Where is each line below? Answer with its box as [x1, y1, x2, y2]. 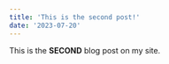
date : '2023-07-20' [9, 21, 81, 30]
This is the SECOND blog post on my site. [9, 45, 161, 55]
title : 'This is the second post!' [9, 12, 141, 22]
